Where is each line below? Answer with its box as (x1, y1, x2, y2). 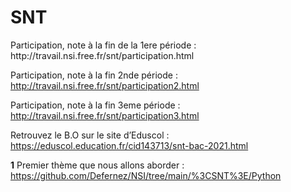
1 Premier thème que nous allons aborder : (10, 159, 185, 171)
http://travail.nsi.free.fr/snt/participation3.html (10, 109, 200, 121)
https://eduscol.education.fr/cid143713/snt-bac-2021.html (10, 139, 249, 151)
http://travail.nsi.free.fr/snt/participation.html (10, 49, 195, 61)
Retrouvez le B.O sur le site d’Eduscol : (10, 129, 170, 141)
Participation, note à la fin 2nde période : (10, 69, 178, 81)
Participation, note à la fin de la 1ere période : (10, 39, 197, 51)
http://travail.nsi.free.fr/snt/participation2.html (10, 79, 200, 91)
